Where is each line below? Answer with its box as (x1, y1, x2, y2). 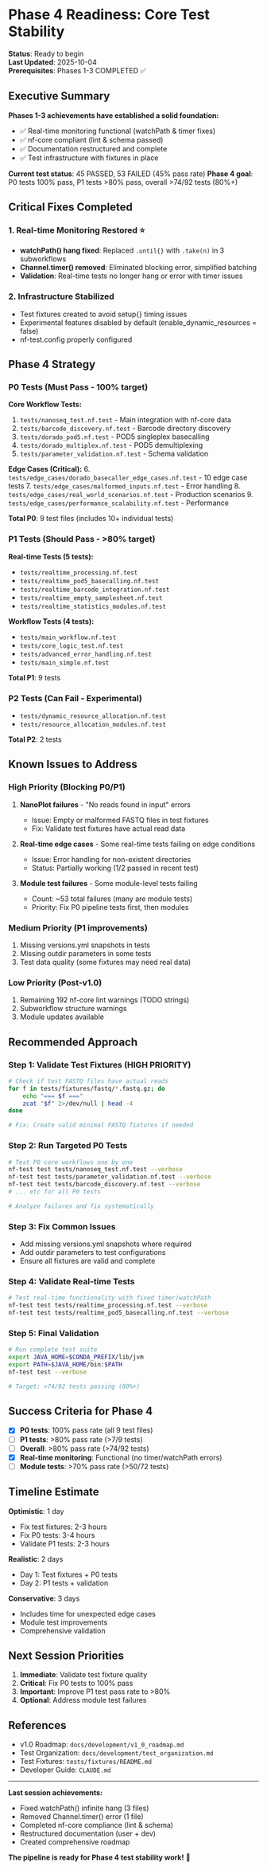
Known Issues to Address (8, 758, 137, 771)
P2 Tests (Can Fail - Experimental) (8, 692, 143, 704)
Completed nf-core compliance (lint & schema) (19, 1821, 173, 1830)
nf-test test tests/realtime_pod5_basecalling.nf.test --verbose (8, 1309, 229, 1317)
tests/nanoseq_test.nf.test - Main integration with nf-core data (19, 415, 232, 425)
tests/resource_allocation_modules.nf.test (19, 721, 167, 729)
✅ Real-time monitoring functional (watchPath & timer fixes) (19, 126, 216, 135)
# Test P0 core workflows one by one (8, 1158, 133, 1166)
